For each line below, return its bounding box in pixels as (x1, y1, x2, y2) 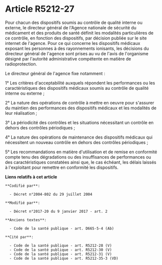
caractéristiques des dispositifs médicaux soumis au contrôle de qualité (5, 85, 149, 91)
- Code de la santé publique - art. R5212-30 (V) (9, 247, 112, 252)
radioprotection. (5, 61, 37, 67)
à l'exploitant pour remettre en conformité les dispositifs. (5, 164, 119, 170)
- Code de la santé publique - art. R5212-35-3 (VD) (9, 256, 119, 261)
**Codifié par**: (5, 183, 40, 188)
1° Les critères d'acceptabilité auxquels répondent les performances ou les (5, 80, 155, 86)
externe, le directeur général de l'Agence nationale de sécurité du (5, 24, 137, 30)
